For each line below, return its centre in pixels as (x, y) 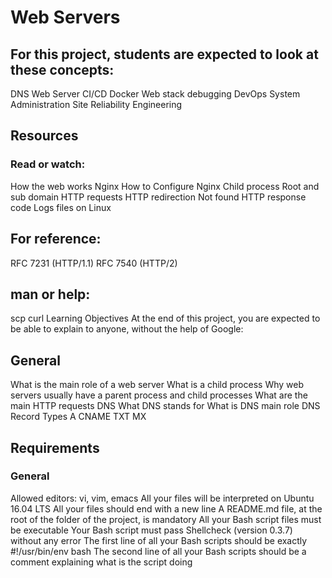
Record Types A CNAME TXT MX (78, 417)
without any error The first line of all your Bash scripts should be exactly (159, 540)
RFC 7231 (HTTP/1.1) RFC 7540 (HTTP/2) (94, 263)
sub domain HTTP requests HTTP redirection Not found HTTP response (158, 197)
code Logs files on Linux (61, 207)
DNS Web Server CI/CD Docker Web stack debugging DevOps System (155, 94)
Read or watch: (48, 164)
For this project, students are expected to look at (164, 54)
